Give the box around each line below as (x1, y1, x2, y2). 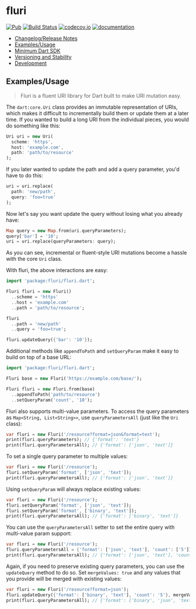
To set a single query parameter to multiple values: (6, 453, 128, 460)
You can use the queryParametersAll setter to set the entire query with (6, 524, 175, 531)
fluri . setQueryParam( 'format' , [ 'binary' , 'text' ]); (6, 508, 137, 514)
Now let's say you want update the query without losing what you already (6, 210, 183, 217)
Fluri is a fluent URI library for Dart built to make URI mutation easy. (20, 92, 182, 99)
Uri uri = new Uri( (6, 133, 54, 139)
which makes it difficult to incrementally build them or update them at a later (6, 109, 189, 116)
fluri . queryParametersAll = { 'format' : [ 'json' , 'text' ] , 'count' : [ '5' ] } (6, 547, 192, 553)
